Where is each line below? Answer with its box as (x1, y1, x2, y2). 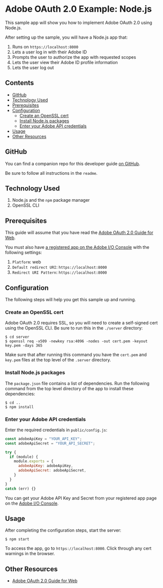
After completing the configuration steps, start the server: (5, 527, 121, 533)
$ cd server (5, 334, 29, 340)
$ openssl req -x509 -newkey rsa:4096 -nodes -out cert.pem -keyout (5, 339, 148, 344)
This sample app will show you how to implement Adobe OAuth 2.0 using (5, 20, 153, 25)
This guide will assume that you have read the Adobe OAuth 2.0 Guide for (5, 230, 154, 235)
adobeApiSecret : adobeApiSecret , (18, 468, 87, 473)
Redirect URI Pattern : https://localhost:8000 (12, 269, 107, 275)
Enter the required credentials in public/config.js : (5, 427, 108, 433)
